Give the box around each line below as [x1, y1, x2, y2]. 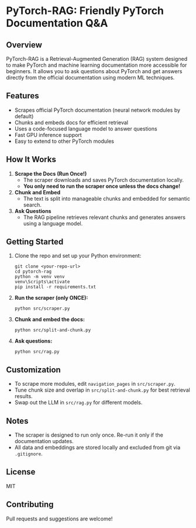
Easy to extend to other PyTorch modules [14, 138, 114, 145]
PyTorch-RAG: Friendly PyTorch [6, 4, 164, 18]
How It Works [6, 155, 57, 164]
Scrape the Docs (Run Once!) [14, 170, 87, 177]
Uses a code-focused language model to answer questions [14, 125, 157, 132]
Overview [6, 40, 43, 50]
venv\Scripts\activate [14, 279, 70, 285]
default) [14, 112, 34, 119]
